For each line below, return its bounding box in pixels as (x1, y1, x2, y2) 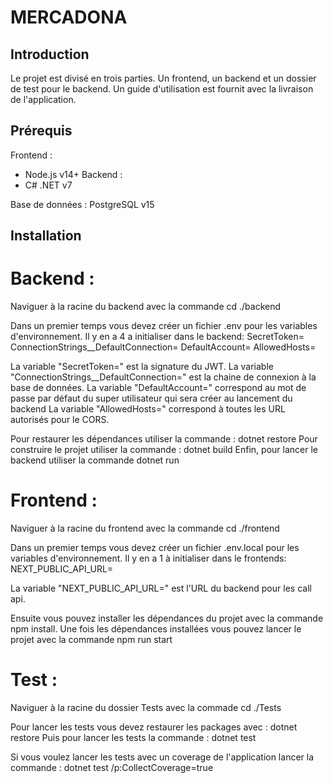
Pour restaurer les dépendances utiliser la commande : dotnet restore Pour (10, 433, 318, 445)
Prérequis (10, 122, 73, 140)
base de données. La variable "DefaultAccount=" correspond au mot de (10, 382, 307, 394)
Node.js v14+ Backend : (24, 168, 123, 180)
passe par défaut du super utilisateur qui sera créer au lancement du (10, 392, 293, 405)
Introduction (10, 46, 90, 63)
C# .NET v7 (24, 179, 73, 191)
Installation (10, 227, 82, 245)
